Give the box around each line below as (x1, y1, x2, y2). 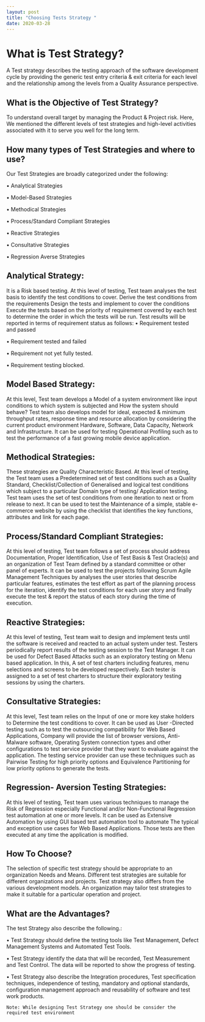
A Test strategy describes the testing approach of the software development (6, 67, 199, 74)
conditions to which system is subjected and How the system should (6, 401, 179, 409)
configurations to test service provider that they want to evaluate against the (6, 745, 199, 752)
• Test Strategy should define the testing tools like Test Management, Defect (6, 936, 199, 944)
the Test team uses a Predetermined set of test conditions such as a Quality (6, 475, 197, 482)
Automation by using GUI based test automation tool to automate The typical (6, 818, 199, 825)
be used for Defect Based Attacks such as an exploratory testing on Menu (6, 653, 192, 660)
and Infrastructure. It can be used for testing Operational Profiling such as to (6, 428, 198, 435)
